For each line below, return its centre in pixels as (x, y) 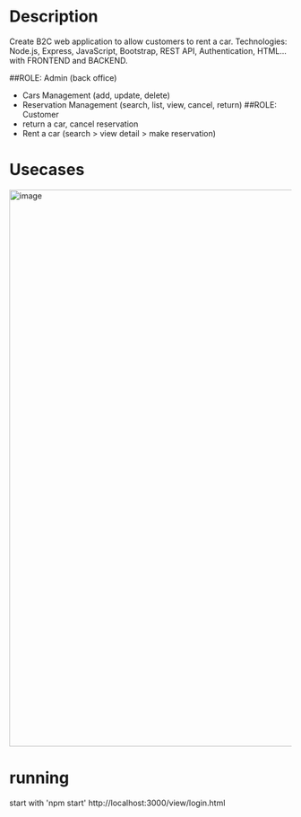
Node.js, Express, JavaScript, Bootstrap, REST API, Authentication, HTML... (148, 50)
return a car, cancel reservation (80, 124)
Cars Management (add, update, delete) (96, 95)
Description (54, 17)
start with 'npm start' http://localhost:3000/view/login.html (117, 803)
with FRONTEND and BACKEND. (69, 60)
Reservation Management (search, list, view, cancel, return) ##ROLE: (150, 104)
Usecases (47, 170)
